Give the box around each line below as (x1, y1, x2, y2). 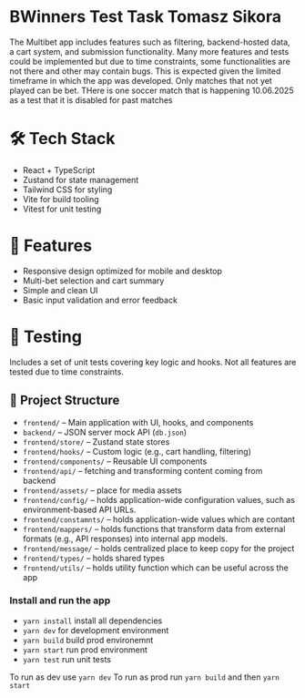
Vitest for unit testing (22, 203, 102, 214)
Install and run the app (9, 594, 111, 607)
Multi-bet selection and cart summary (22, 275, 165, 286)
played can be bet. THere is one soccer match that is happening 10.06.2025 (9, 85, 294, 96)
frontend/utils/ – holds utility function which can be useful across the (22, 562, 289, 573)
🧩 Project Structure (9, 393, 120, 408)
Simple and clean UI (22, 284, 98, 295)
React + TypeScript (22, 164, 96, 175)
